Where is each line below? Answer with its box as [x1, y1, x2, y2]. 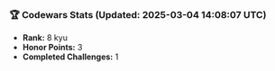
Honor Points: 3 [22, 42, 83, 53]
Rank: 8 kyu [22, 32, 68, 43]
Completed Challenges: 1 [22, 51, 119, 62]
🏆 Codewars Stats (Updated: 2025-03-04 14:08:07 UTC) [9, 8, 267, 21]
